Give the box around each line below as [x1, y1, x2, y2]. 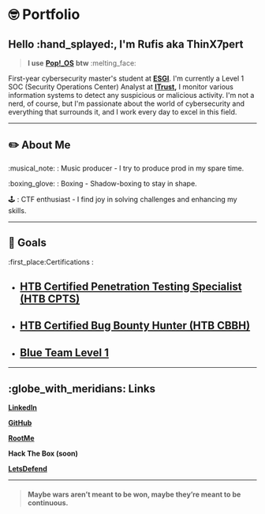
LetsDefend [8, 464, 47, 474]
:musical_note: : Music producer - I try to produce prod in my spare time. [8, 163, 244, 173]
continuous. [27, 497, 69, 507]
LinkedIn [8, 403, 38, 412]
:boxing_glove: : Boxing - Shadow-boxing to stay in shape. [8, 178, 197, 188]
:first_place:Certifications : [8, 257, 95, 266]
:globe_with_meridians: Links [8, 381, 156, 396]
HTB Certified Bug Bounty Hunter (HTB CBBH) [19, 319, 251, 332]
